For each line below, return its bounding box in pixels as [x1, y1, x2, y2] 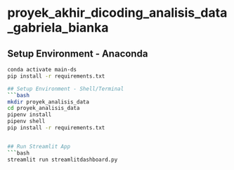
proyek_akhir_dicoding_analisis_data [7, 5, 228, 21]
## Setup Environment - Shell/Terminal [7, 85, 124, 92]
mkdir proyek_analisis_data [7, 98, 90, 106]
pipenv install [7, 111, 52, 118]
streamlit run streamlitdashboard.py [7, 156, 118, 163]
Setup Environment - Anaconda [7, 48, 148, 59]
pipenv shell [7, 118, 46, 125]
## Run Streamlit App [7, 143, 71, 150]
